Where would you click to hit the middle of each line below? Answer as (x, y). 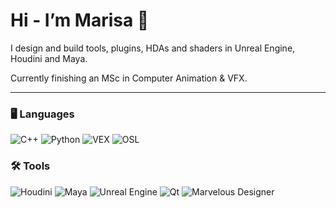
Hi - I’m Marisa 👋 (80, 20)
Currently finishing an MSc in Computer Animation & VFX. (129, 78)
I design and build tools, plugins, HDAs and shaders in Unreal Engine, (153, 48)
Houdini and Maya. (49, 58)
